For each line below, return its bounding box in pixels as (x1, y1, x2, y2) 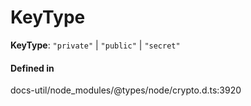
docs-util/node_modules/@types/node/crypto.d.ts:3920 (10, 84, 242, 96)
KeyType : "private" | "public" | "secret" (10, 39, 181, 51)
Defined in (10, 62, 55, 74)
